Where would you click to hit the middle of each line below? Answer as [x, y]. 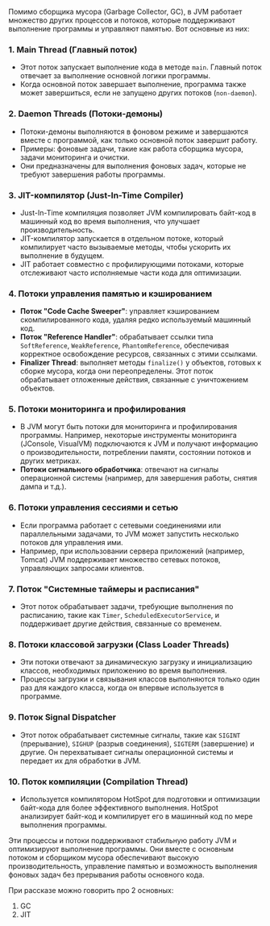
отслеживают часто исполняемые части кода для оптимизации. [131, 273]
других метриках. [51, 461]
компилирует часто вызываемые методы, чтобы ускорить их [125, 247]
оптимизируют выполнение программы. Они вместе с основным [121, 849]
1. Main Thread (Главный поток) [73, 49]
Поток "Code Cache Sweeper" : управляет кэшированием [120, 311]
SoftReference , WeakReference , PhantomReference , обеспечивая [125, 345]
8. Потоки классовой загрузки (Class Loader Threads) [119, 644]
